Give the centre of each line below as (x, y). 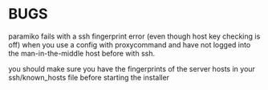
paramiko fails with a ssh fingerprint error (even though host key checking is (134, 36)
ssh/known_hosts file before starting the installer (89, 77)
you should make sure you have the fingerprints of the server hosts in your (132, 68)
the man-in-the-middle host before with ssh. (81, 53)
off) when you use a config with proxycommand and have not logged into (130, 44)
